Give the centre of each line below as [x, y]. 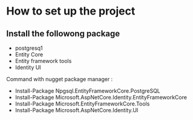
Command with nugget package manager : [60, 79]
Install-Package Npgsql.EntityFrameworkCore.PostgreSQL [87, 91]
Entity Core [29, 55]
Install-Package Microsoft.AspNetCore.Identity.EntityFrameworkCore [101, 97]
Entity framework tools [43, 61]
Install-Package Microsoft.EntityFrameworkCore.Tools [82, 104]
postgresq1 [29, 48]
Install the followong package [63, 34]
